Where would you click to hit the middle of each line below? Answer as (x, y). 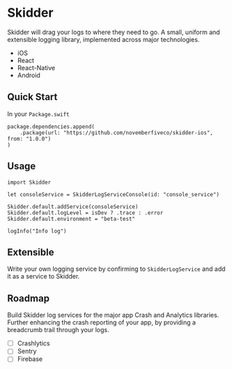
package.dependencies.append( (51, 127)
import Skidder (29, 182)
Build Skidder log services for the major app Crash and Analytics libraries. (113, 315)
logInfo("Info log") (37, 231)
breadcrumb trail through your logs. (58, 330)
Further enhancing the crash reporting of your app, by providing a (102, 322)
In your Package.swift (38, 113)
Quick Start (32, 97)
